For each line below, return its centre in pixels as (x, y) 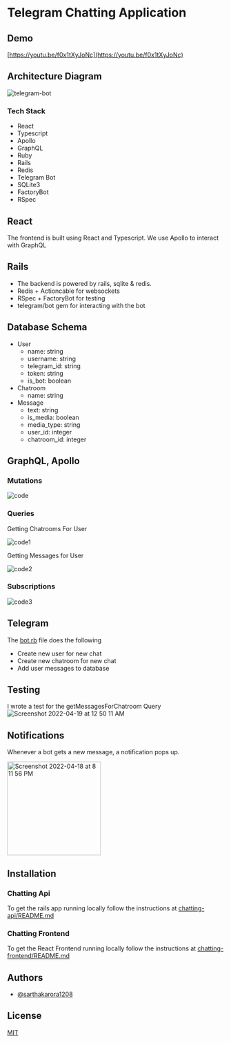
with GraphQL (27, 245)
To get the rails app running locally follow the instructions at (92, 908)
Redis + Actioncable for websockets (69, 291)
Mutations (25, 480)
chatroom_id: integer (57, 439)
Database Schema (47, 327)
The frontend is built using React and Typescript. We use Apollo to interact (113, 238)
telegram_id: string (54, 366)
